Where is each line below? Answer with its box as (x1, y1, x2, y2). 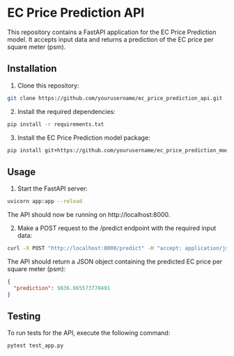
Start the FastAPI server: (17, 184, 88, 193)
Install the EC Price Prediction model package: (17, 133, 151, 142)
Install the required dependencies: (17, 107, 116, 115)
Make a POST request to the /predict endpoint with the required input (17, 224, 217, 232)
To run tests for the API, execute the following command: (7, 329, 171, 337)
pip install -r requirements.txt (7, 120, 104, 128)
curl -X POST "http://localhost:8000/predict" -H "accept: (7, 245, 182, 252)
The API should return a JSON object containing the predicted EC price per (7, 257, 223, 266)
